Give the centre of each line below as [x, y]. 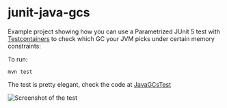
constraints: [25, 46]
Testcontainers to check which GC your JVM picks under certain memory [111, 38]
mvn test [20, 72]
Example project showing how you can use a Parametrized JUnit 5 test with [114, 31]
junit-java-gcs [49, 13]
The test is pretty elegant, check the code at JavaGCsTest [90, 84]
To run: [18, 59]
